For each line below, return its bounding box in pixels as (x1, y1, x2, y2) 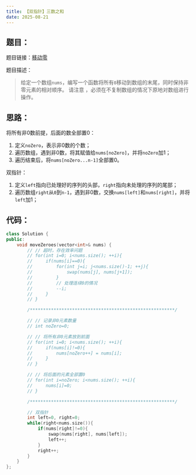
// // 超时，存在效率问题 (27, 247, 83, 253)
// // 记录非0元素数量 (27, 318, 77, 324)
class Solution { (6, 230, 49, 237)
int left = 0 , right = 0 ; (27, 415, 81, 421)
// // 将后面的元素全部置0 (27, 372, 85, 378)
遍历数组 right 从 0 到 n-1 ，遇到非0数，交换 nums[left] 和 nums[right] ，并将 (14, 189, 190, 196)
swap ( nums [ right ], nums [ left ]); (48, 431, 128, 437)
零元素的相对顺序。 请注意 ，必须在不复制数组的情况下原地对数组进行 (20, 86, 189, 93)
